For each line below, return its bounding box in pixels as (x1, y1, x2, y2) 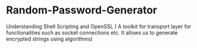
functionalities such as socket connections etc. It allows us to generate (6, 29, 178, 36)
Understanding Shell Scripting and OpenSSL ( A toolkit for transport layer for (6, 23, 192, 30)
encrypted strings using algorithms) (6, 35, 93, 42)
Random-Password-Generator (6, 4, 158, 17)
